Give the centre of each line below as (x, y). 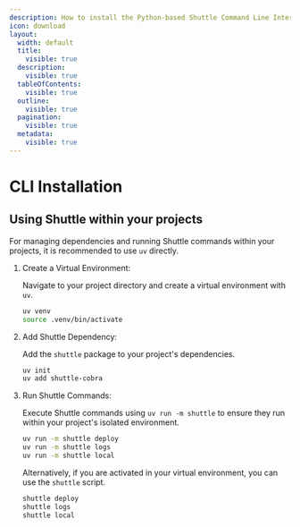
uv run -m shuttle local (68, 455)
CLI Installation (66, 187)
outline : (33, 101)
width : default (46, 42)
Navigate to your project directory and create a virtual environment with (154, 285)
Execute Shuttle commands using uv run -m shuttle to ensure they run (154, 413)
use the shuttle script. (63, 482)
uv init (36, 370)
